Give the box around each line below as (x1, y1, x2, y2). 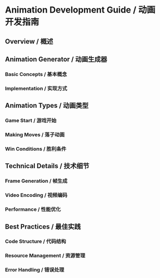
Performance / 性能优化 (5, 206, 61, 213)
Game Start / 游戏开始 (5, 117, 57, 124)
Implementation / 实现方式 (5, 85, 67, 92)
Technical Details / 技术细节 (5, 162, 90, 170)
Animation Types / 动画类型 (5, 102, 89, 110)
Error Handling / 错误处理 (5, 266, 64, 273)
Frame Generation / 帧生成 (5, 177, 68, 184)
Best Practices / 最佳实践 (5, 222, 81, 231)
